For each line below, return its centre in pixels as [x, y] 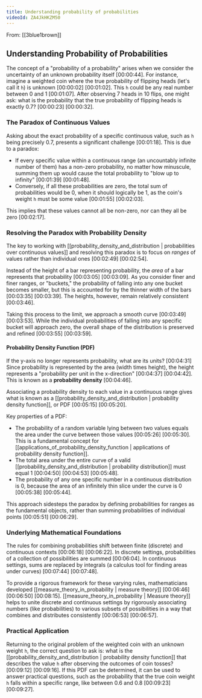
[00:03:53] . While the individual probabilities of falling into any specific [94, 321]
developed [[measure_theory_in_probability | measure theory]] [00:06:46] [98, 590]
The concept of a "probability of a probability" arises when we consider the [100, 68]
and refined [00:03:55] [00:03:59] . [49, 333]
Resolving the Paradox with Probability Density [77, 232]
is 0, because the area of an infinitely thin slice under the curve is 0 [98, 486]
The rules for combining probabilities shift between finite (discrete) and [95, 546]
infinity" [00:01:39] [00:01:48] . [52, 180]
